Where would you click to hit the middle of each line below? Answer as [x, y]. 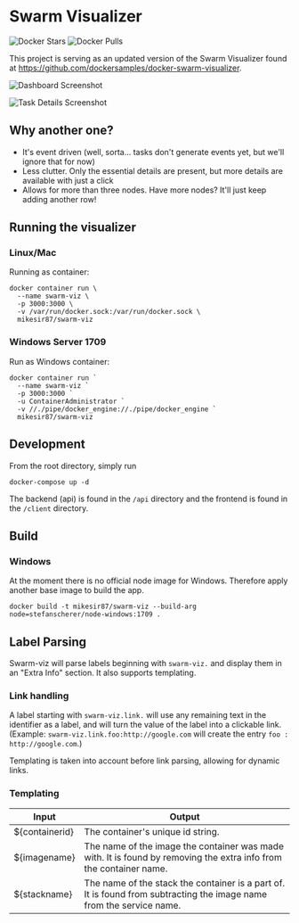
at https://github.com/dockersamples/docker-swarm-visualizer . [125, 68]
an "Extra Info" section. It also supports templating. [103, 673]
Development [48, 445]
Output [185, 816]
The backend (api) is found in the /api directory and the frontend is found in [149, 499]
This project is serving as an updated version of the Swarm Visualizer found [148, 58]
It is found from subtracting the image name [176, 894]
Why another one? [61, 131]
